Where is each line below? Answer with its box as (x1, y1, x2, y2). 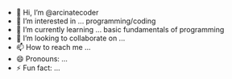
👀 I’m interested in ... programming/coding (15, 16, 156, 26)
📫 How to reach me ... (15, 43, 91, 52)
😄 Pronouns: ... (15, 54, 68, 64)
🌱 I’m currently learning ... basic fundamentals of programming (15, 25, 225, 34)
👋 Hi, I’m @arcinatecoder (15, 8, 99, 17)
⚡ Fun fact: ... (15, 63, 60, 73)
